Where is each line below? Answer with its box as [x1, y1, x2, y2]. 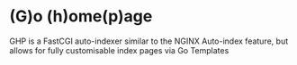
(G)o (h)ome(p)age [9, 6, 153, 27]
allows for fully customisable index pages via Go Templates [9, 45, 229, 55]
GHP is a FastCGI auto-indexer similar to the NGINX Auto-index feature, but [9, 36, 289, 46]
